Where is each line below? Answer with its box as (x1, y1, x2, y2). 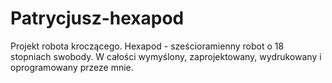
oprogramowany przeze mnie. (10, 61, 134, 73)
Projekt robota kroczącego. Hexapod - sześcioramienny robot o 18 (10, 40, 285, 52)
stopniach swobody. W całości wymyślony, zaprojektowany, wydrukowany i (10, 50, 322, 62)
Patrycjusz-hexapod (10, 7, 185, 30)
